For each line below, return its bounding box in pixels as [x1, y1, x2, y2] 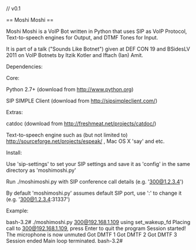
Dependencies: [6, 63, 43, 70]
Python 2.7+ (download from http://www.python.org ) [6, 86, 134, 93]
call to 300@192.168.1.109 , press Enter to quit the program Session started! [6, 225, 186, 232]
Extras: [6, 109, 23, 115]
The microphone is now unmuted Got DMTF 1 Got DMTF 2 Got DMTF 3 [6, 231, 177, 238]
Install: [6, 149, 22, 156]
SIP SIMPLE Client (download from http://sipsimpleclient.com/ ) [6, 97, 157, 104]
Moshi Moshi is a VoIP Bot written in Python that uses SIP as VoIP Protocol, [6, 28, 187, 35]
